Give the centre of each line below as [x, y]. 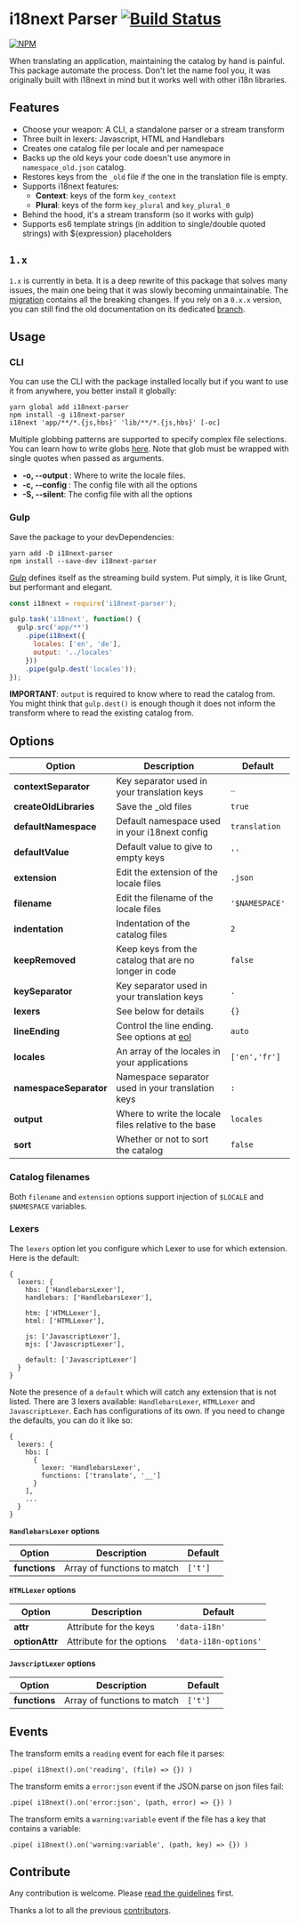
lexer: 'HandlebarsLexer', [91, 1467]
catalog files [141, 934]
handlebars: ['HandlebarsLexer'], [89, 1297]
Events [29, 1732]
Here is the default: [44, 1257]
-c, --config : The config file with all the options [109, 485]
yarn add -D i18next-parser [61, 553]
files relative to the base [166, 1125]
